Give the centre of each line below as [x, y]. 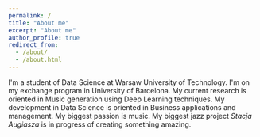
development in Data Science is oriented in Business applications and [122, 107]
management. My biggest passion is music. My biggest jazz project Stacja [130, 116]
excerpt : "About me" [43, 30]
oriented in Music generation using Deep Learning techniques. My [116, 99]
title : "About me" [39, 23]
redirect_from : [33, 45]
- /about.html [39, 60]
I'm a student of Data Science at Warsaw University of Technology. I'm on [129, 82]
